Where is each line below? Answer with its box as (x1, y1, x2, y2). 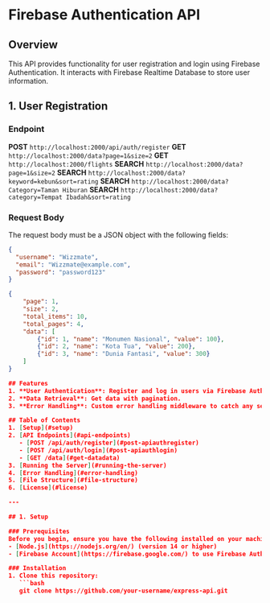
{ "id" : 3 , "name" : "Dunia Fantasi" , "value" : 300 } (37, 350, 211, 358)
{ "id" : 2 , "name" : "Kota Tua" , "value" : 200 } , (37, 342, 196, 351)
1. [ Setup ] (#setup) (8, 424, 74, 432)
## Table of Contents (8, 416, 81, 424)
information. (8, 76, 49, 85)
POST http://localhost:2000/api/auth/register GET (8, 142, 186, 151)
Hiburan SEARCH (62, 184, 119, 194)
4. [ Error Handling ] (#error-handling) (8, 469, 138, 477)
